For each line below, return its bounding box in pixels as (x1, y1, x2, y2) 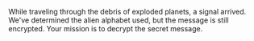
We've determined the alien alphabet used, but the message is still (8, 15, 229, 25)
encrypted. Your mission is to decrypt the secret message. (8, 24, 203, 33)
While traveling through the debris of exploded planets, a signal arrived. (8, 7, 247, 16)
